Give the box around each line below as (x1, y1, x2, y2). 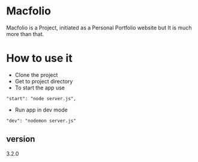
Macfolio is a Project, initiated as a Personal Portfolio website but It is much (6, 24, 192, 31)
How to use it (6, 52, 73, 65)
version (6, 134, 35, 145)
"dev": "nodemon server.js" (6, 118, 77, 124)
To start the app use (14, 84, 65, 91)
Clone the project (14, 71, 58, 79)
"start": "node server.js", (6, 95, 77, 101)
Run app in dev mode (14, 106, 68, 113)
